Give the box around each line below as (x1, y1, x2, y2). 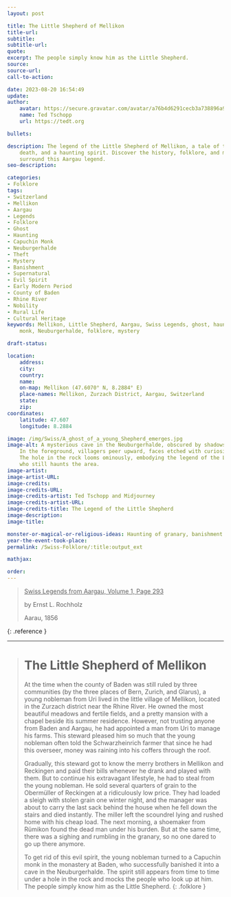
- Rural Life (7, 309, 45, 315)
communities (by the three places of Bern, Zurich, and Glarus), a (23, 687, 206, 696)
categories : (7, 175, 41, 181)
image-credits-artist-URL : (7, 499, 85, 506)
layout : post (7, 10, 45, 17)
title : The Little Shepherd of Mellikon (7, 22, 125, 30)
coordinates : (7, 410, 45, 417)
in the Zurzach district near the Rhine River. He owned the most (23, 702, 204, 710)
